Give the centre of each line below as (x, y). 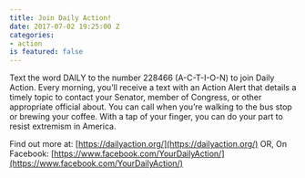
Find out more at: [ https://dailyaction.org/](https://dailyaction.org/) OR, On (148, 144)
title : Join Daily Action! (61, 18)
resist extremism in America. (63, 126)
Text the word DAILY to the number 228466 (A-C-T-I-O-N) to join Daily (142, 78)
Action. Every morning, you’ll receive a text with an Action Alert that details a (153, 88)
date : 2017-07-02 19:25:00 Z (65, 26)
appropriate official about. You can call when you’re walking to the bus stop (151, 107)
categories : (32, 35)
